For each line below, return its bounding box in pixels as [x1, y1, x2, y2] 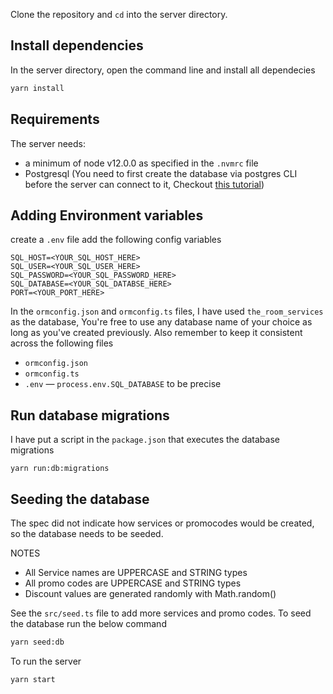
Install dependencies [10, 37, 144, 54]
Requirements [10, 111, 100, 128]
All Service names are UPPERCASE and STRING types [24, 566, 248, 578]
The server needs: [10, 137, 87, 149]
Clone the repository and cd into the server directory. [10, 9, 228, 20]
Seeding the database [10, 490, 150, 508]
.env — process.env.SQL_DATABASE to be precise [24, 378, 222, 390]
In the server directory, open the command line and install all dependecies [10, 64, 316, 76]
